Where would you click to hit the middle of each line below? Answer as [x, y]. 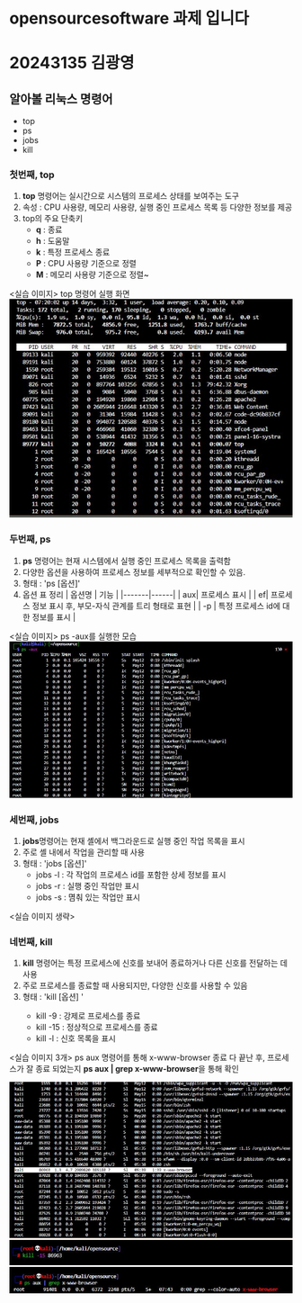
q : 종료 [49, 229]
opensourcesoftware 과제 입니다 [129, 18]
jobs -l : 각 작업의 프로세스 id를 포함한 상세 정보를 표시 [131, 875]
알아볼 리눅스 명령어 [61, 99]
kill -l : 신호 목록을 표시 [76, 1038]
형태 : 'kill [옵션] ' [53, 997]
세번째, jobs [34, 820]
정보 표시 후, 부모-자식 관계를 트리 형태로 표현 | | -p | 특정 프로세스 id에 [156, 606]
